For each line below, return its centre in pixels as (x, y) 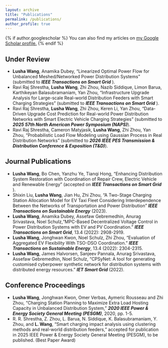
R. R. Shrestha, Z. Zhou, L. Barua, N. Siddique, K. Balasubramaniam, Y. (85, 318)
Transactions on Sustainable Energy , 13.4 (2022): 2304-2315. (77, 248)
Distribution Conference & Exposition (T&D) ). (60, 146)
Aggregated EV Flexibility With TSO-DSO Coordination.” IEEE (75, 243)
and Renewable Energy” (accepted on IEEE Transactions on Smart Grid (87, 184)
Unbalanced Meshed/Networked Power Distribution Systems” (76, 77)
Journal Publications (38, 162)
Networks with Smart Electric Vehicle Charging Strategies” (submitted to (87, 119)
